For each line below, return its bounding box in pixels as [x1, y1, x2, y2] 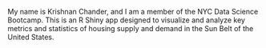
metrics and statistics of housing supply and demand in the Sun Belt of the [7, 24, 254, 33]
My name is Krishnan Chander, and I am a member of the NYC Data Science [7, 7, 259, 16]
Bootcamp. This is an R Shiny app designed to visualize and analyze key [7, 15, 246, 25]
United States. [7, 32, 54, 42]
